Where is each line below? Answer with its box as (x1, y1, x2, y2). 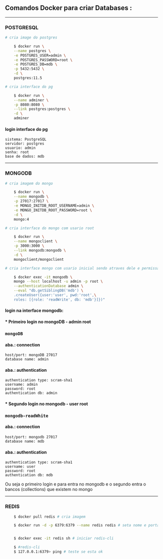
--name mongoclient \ (14, 239, 57, 244)
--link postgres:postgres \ (14, 107, 70, 111)
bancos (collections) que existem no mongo (5, 487, 93, 492)
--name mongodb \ (14, 194, 49, 199)
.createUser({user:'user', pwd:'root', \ (14, 293, 97, 298)
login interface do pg (5, 126, 48, 132)
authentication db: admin (5, 391, 57, 396)
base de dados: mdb (5, 154, 45, 159)
